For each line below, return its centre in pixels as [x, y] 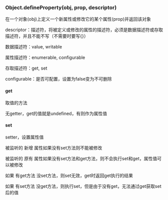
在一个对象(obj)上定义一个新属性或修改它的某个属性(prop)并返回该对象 [78, 19]
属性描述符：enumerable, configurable [45, 57]
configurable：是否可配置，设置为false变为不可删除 [59, 79]
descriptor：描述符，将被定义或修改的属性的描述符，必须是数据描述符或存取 [84, 30]
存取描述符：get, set [26, 68]
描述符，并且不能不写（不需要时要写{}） [47, 36]
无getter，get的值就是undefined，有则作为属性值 [56, 113]
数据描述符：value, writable [34, 47]
